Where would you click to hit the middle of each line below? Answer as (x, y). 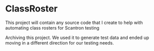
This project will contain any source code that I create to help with (74, 22)
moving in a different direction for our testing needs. (60, 42)
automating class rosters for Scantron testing (52, 27)
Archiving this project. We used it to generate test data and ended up (77, 37)
